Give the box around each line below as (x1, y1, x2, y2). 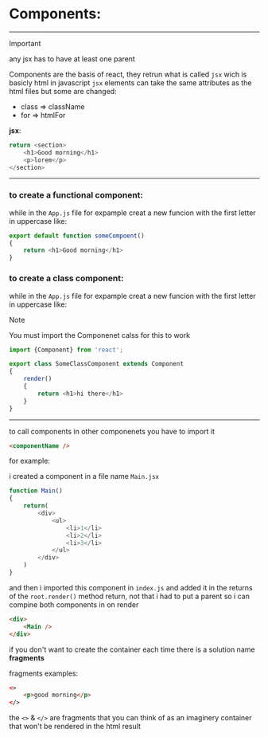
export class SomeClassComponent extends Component (9, 360, 184, 368)
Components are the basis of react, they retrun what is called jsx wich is (9, 69, 247, 79)
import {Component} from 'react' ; (9, 346, 124, 354)
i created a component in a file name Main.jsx (9, 472, 160, 481)
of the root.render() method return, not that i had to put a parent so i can (9, 591, 250, 601)
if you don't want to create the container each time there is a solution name (9, 645, 255, 654)
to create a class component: (9, 272, 124, 284)
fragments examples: (9, 668, 79, 678)
